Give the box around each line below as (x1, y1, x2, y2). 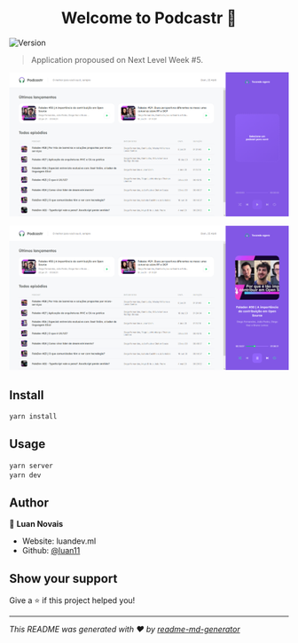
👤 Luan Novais (9, 519, 64, 529)
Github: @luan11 (21, 545, 81, 556)
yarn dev (9, 470, 42, 480)
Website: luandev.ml (21, 536, 97, 546)
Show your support (9, 571, 118, 586)
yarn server (9, 461, 53, 470)
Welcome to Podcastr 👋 (60, 8, 238, 28)
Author (9, 495, 49, 510)
